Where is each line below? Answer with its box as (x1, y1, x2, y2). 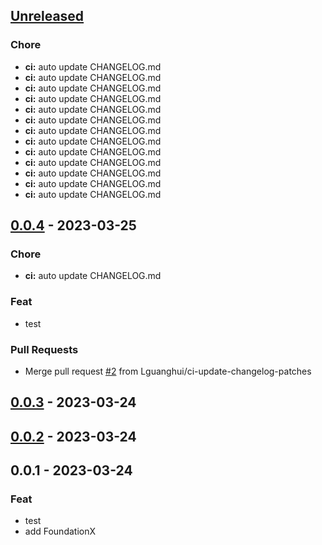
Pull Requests (10, 342, 79, 356)
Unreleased (10, 8, 85, 25)
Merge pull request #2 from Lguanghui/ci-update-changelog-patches (24, 365, 312, 377)
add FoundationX (24, 525, 97, 538)
